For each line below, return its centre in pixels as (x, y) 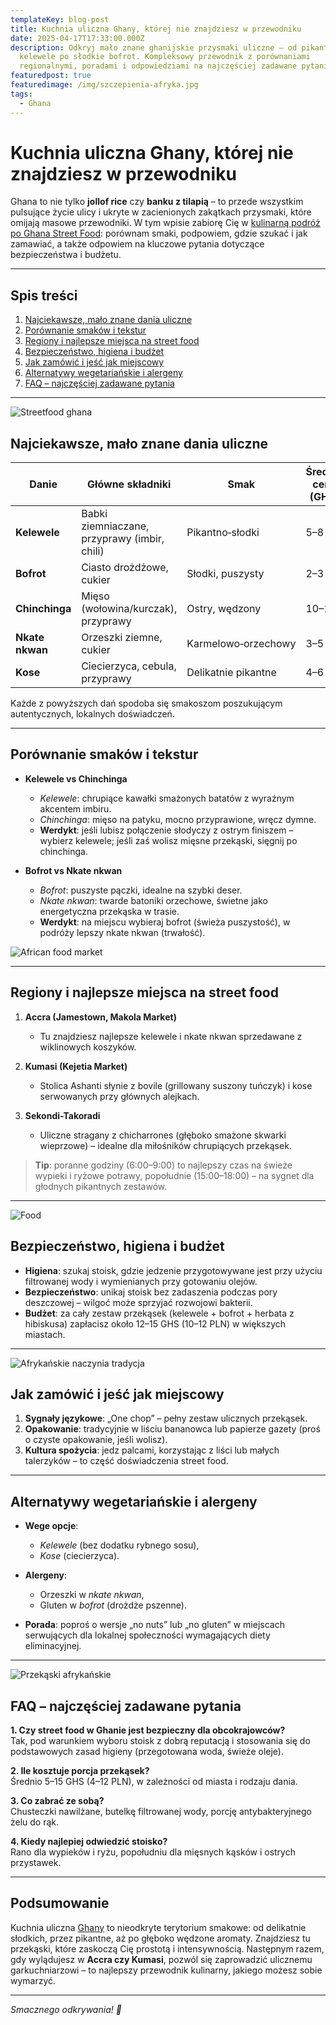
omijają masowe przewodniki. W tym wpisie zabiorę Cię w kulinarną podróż (165, 223)
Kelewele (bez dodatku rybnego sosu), (119, 1545)
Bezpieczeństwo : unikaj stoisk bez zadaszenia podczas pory (151, 1292)
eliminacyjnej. (53, 1646)
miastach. (45, 1334)
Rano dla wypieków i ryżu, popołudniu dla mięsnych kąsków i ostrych (153, 1852)
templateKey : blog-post (60, 19)
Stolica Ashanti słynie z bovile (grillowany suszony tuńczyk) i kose (176, 1085)
